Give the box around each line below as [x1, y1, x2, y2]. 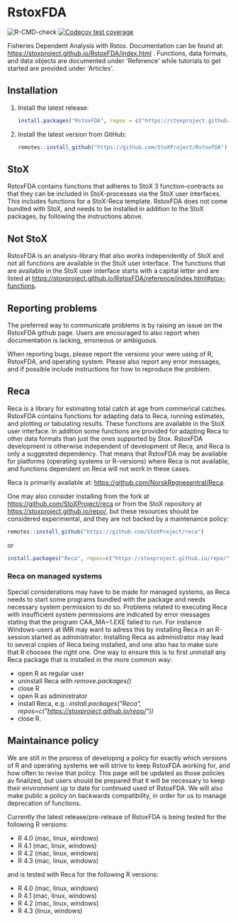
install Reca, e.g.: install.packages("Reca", [17, 699, 142, 707]
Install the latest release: [17, 103, 89, 112]
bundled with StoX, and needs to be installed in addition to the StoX [7, 205, 204, 213]
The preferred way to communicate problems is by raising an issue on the [7, 320, 223, 330]
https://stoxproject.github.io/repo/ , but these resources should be [7, 507, 199, 515]
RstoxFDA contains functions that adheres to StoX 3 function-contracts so [7, 182, 224, 191]
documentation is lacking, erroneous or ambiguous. [7, 336, 158, 344]
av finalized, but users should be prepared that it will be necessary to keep [7, 776, 225, 785]
